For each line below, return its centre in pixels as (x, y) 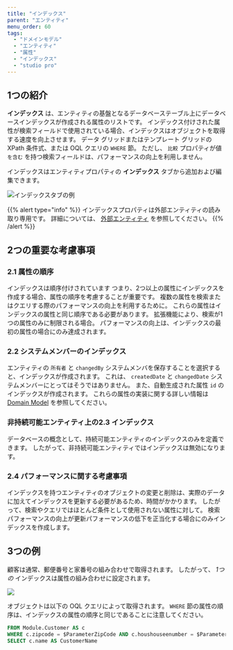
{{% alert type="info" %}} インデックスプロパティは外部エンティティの (108, 210)
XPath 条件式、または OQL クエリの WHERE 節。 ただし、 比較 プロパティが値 (114, 148)
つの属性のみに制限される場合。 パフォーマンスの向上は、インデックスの (111, 323)
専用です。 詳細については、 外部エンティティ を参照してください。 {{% (121, 219)
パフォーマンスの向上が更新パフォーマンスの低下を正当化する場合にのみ (110, 518)
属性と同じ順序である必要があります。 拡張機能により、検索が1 (133, 315)
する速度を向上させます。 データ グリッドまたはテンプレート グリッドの (110, 139)
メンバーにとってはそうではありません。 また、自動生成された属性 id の (121, 385)
